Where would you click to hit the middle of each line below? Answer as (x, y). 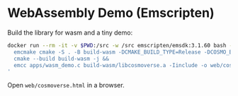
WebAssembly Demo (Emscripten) (111, 13)
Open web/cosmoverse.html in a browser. (66, 85)
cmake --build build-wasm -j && (62, 59)
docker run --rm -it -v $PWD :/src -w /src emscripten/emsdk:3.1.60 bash (117, 45)
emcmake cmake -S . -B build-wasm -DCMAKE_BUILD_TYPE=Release (107, 52)
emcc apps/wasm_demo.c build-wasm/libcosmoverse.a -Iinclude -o (110, 65)
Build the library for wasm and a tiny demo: (70, 32)
